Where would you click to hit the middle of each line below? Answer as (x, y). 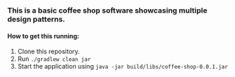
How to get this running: (43, 36)
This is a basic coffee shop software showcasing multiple (107, 10)
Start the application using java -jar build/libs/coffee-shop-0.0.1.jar (123, 66)
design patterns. (36, 19)
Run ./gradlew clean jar (54, 59)
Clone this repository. (49, 52)
